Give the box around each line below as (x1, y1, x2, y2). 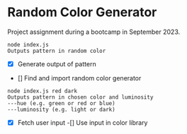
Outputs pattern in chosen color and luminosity (7, 94, 154, 101)
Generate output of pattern (17, 59, 97, 68)
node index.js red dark (7, 87, 78, 95)
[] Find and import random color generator (17, 74, 142, 82)
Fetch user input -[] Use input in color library (17, 118, 148, 127)
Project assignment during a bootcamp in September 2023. (7, 28, 181, 36)
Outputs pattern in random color (7, 47, 106, 54)
